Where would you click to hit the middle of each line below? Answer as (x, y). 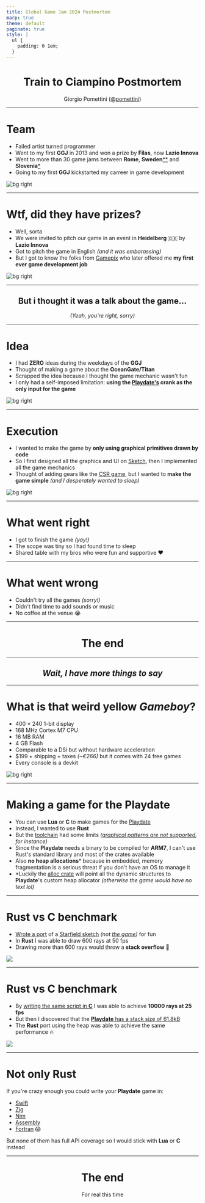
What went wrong (52, 583)
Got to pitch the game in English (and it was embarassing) (88, 251)
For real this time (103, 1194)
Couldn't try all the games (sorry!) (58, 600)
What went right (48, 523)
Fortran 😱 (28, 1128)
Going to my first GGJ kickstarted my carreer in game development (99, 172)
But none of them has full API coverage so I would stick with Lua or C (93, 1141)
